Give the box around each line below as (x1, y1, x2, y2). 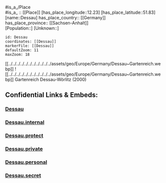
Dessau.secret (5, 172, 41, 179)
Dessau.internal (5, 119, 45, 126)
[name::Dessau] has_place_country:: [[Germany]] (5, 15, 106, 20)
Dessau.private (5, 145, 43, 152)
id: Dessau (5, 35, 28, 40)
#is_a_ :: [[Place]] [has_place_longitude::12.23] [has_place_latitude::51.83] (5, 9, 156, 15)
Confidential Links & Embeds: (5, 91, 98, 99)
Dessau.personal (5, 159, 48, 165)
